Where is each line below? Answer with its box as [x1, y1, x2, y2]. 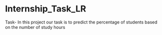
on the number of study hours [5, 24, 66, 30]
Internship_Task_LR [5, 3, 87, 14]
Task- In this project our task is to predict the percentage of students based [5, 19, 158, 25]
